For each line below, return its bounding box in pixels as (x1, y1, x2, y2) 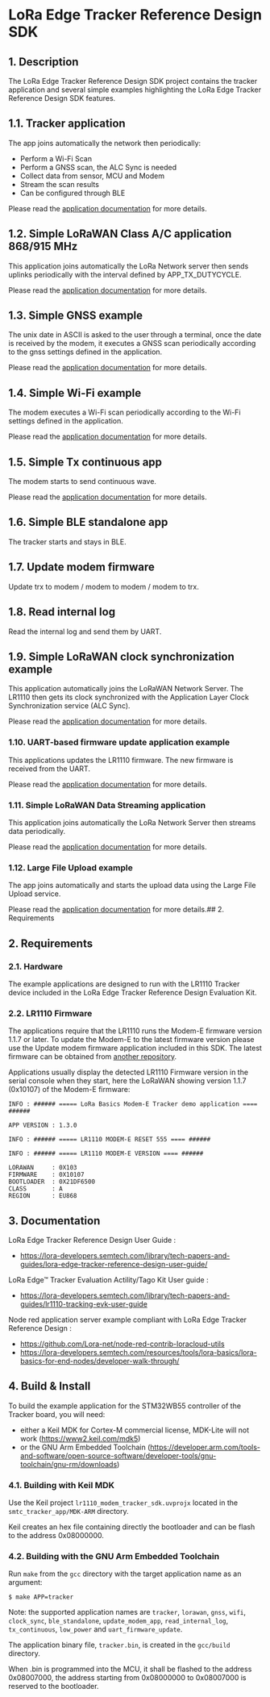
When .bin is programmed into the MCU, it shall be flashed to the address (8, 1664, 252, 1674)
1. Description (8, 55, 79, 69)
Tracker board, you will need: (8, 1409, 106, 1419)
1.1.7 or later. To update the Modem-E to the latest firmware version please (8, 1035, 255, 1044)
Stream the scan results (19, 179, 99, 189)
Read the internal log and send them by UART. (8, 627, 162, 636)
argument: (8, 1578, 43, 1587)
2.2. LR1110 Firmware (8, 1007, 93, 1019)
